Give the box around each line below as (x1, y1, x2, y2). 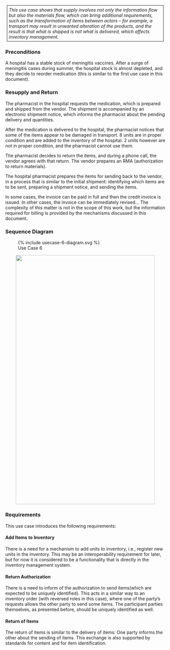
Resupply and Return (5, 89, 58, 96)
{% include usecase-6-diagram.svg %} (18, 239, 100, 245)
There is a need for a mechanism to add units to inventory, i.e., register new (5, 545, 163, 551)
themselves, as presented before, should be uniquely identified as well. (5, 606, 154, 612)
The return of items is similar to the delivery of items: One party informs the (5, 629, 163, 635)
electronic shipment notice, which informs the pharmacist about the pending (5, 111, 165, 117)
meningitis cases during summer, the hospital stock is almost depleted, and (5, 66, 163, 72)
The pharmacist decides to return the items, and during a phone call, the (5, 152, 157, 158)
